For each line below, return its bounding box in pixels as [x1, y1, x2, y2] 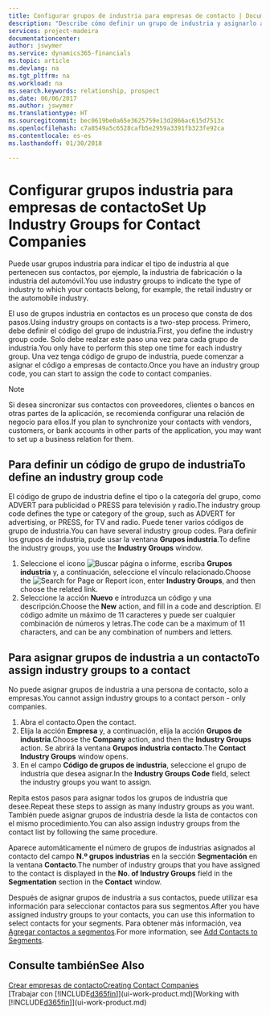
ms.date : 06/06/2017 [8, 94, 78, 102]
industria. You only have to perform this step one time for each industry [8, 343, 243, 353]
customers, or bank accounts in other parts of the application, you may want [8, 426, 262, 435]
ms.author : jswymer [8, 102, 74, 110]
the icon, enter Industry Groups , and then [19, 576, 256, 585]
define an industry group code [8, 470, 164, 484]
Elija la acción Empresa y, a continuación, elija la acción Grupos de [19, 726, 243, 736]
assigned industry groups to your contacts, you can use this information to [8, 910, 256, 920]
